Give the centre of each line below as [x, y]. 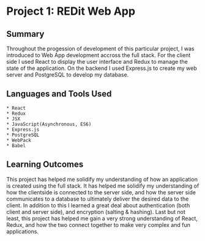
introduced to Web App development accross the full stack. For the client [99, 55]
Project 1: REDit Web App [71, 11]
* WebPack [19, 140]
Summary [25, 34]
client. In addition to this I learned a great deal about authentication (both [98, 205]
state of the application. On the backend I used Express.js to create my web [102, 68]
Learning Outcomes [45, 165]
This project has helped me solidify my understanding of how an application [102, 179]
